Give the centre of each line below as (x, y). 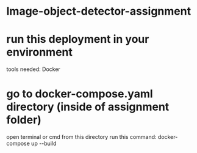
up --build (44, 144)
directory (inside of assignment (88, 107)
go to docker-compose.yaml (80, 94)
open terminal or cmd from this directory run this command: (81, 137)
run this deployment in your (78, 39)
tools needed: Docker (34, 69)
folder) (24, 120)
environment (40, 52)
